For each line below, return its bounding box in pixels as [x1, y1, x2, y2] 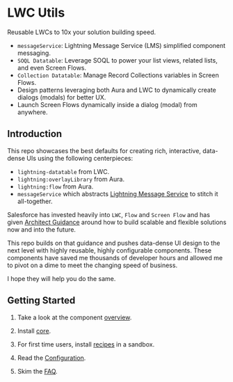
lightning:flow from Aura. [17, 182, 94, 191]
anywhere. [17, 108, 48, 116]
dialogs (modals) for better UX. [17, 93, 106, 102]
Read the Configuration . [17, 353, 86, 362]
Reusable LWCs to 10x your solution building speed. [7, 28, 156, 36]
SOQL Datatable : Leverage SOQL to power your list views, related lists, [17, 56, 218, 64]
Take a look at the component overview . [17, 313, 132, 321]
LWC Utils [7, 5, 65, 21]
